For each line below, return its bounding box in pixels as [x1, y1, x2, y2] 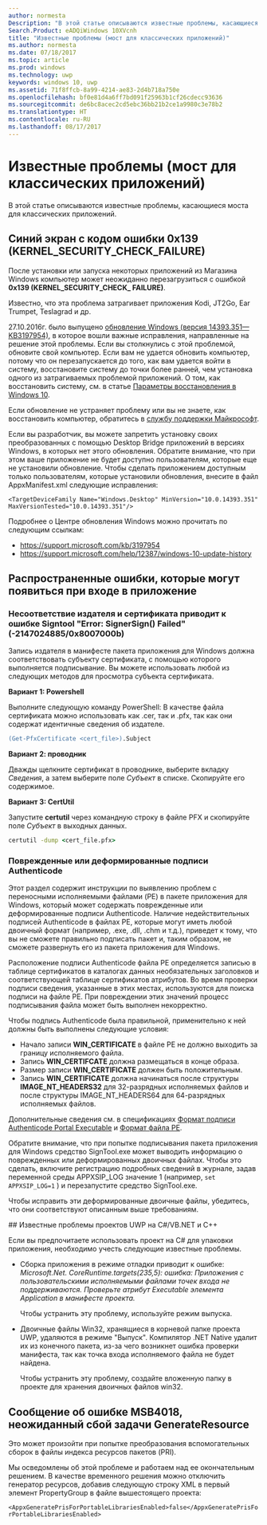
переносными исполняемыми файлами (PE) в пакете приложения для [8, 892, 248, 902]
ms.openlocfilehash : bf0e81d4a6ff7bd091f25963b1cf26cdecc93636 [8, 93, 223, 101]
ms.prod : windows [8, 64, 66, 72]
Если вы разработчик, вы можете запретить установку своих [8, 429, 218, 438]
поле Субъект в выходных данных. [8, 821, 128, 831]
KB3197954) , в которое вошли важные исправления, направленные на [8, 330, 249, 340]
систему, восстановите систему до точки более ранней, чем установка [8, 364, 253, 374]
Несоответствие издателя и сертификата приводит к [8, 607, 227, 619]
